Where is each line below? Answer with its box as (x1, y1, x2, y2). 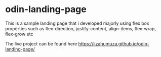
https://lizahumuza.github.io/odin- (78, 40, 149, 46)
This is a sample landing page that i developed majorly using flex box (5, 20, 149, 26)
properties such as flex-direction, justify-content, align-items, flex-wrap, (5, 25, 156, 31)
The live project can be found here (5, 40, 77, 46)
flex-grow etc (5, 31, 33, 37)
